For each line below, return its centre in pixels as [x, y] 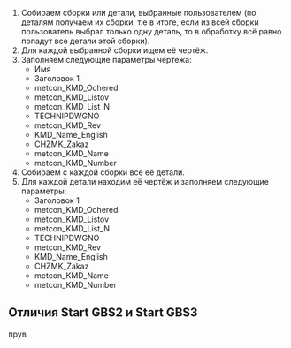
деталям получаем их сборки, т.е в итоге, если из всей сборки [140, 22]
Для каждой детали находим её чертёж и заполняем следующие [145, 182]
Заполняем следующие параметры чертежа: [106, 60]
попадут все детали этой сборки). [85, 41]
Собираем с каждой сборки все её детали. [103, 172]
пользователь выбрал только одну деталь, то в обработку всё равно [151, 31]
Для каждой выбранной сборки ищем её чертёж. [115, 50]
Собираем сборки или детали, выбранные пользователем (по [138, 13]
